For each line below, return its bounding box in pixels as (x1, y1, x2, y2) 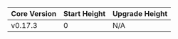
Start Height (63, 9, 106, 18)
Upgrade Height (112, 9, 168, 18)
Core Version (11, 9, 57, 18)
